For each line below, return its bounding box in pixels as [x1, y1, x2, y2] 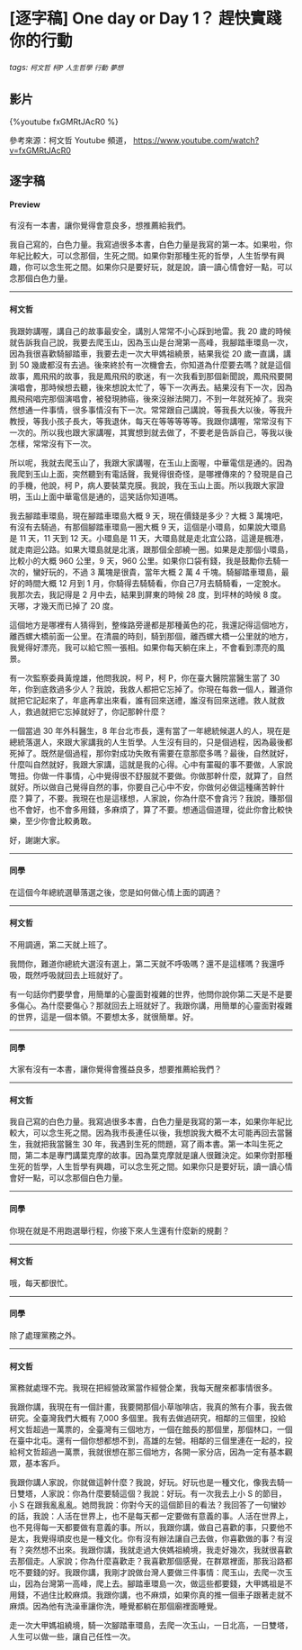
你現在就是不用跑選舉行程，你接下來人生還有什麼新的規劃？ [9, 1225, 230, 1236]
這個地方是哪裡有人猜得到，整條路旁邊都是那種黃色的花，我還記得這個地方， [9, 619, 293, 630]
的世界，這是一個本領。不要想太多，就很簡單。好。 [9, 1011, 199, 1022]
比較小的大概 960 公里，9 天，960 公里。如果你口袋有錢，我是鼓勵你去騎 [9, 555, 281, 566]
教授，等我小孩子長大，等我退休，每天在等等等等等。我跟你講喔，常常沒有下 [9, 415, 293, 426]
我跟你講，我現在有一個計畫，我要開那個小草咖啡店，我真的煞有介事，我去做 [9, 1401, 293, 1412]
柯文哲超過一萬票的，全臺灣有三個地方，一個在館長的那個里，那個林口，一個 [9, 1424, 293, 1435]
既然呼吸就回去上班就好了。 [24, 970, 128, 981]
